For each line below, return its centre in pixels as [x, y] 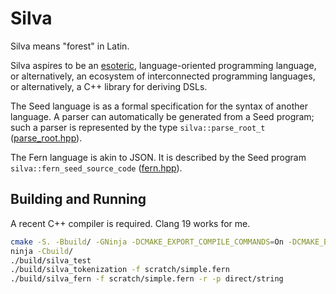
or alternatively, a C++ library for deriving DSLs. [109, 86]
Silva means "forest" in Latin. [70, 46]
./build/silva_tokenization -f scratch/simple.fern [120, 270]
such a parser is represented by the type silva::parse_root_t [138, 127]
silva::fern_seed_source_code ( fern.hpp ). [96, 168]
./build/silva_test [51, 260]
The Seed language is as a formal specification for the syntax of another [159, 106]
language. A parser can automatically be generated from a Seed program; [162, 116]
